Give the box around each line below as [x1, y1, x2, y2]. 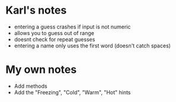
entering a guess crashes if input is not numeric [14, 23, 131, 30]
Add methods [14, 82, 48, 90]
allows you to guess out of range [14, 29, 94, 36]
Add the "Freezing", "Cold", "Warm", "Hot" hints [14, 88, 131, 95]
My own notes [5, 63, 77, 76]
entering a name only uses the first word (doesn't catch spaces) [14, 42, 171, 49]
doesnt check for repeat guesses [14, 36, 95, 43]
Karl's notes [5, 4, 67, 17]
